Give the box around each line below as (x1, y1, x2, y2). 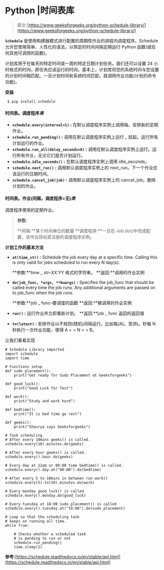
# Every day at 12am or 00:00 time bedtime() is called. (5, 463, 123, 468)
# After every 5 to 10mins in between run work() (5, 476, 108, 481)
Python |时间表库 (5, 5, 75, 16)
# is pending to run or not (14, 536, 71, 541)
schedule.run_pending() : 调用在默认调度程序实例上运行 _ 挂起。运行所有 (12, 134, 159, 140)
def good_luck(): (5, 382, 41, 387)
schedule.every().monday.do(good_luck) (5, 493, 86, 498)
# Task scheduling (5, 433, 42, 438)
